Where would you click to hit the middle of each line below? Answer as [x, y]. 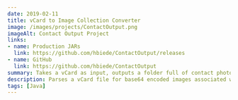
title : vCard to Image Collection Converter [74, 20]
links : [17, 40]
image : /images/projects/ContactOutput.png [73, 27]
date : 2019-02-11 [33, 14]
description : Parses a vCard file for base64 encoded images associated [117, 79]
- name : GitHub [30, 60]
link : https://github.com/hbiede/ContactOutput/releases [100, 54]
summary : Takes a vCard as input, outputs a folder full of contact [110, 73]
